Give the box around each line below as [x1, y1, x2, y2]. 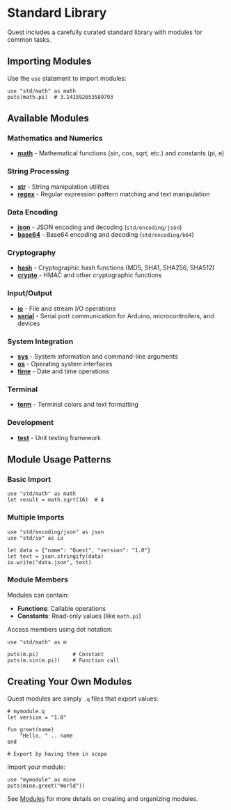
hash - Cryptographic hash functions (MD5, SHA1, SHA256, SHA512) [17, 263, 215, 272]
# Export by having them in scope [7, 750, 108, 757]
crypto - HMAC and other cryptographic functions [17, 271, 162, 279]
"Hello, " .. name [19, 732, 73, 739]
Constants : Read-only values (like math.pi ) [17, 612, 141, 620]
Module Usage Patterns [7, 453, 111, 465]
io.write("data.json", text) [7, 559, 92, 566]
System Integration [7, 336, 74, 346]
